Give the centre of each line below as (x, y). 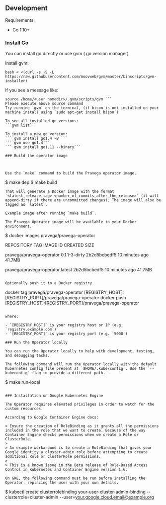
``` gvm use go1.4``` (28, 143)
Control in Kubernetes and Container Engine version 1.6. (66, 470)
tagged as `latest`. (27, 205)
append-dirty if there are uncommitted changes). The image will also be (83, 200)
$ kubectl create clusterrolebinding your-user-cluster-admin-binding (75, 492)
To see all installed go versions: (42, 121)
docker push (113, 298)
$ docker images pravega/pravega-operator (50, 236)
